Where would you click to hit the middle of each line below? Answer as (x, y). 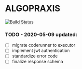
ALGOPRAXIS (33, 9)
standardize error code (35, 56)
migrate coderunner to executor (44, 45)
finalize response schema (38, 62)
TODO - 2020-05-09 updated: (41, 34)
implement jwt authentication (41, 51)
